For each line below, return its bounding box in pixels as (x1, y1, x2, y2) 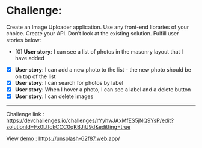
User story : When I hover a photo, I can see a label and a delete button (14, 86, 191, 93)
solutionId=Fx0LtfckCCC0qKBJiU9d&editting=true (6, 123, 131, 131)
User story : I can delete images (14, 93, 94, 100)
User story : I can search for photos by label (14, 79, 123, 86)
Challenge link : (6, 111, 44, 118)
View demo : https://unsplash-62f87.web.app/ (6, 135, 120, 142)
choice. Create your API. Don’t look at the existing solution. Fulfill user (6, 29, 179, 37)
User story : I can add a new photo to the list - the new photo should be (14, 66, 191, 73)
